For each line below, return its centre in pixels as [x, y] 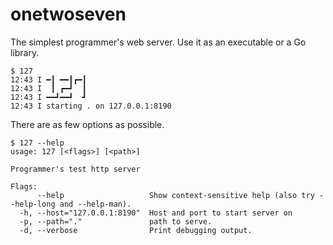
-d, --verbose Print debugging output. [136, 230]
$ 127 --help [37, 143]
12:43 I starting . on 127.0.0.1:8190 [91, 106]
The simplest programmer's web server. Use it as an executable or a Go [158, 42]
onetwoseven [68, 14]
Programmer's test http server [75, 169]
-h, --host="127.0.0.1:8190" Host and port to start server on [156, 213]
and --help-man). [95, 204]
